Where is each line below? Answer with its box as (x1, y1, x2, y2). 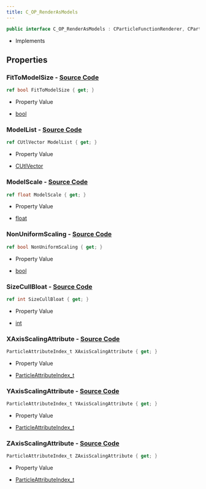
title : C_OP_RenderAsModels (6, 9, 78, 15)
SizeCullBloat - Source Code (6, 282, 93, 291)
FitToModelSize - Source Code (6, 73, 99, 82)
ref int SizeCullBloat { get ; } (6, 296, 89, 302)
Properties (6, 55, 48, 65)
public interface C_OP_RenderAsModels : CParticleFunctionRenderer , (6, 26, 185, 32)
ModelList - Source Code (6, 125, 82, 134)
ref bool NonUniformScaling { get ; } (6, 244, 103, 250)
